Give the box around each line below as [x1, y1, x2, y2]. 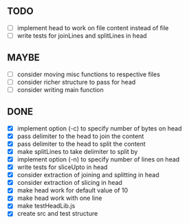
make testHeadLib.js [16, 202, 76, 210]
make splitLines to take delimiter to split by [16, 147, 138, 155]
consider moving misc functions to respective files [16, 70, 160, 78]
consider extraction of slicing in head [16, 179, 122, 187]
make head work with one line [16, 194, 102, 202]
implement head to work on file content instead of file [16, 23, 169, 32]
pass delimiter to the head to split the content [16, 139, 146, 148]
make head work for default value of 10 [16, 186, 129, 194]
